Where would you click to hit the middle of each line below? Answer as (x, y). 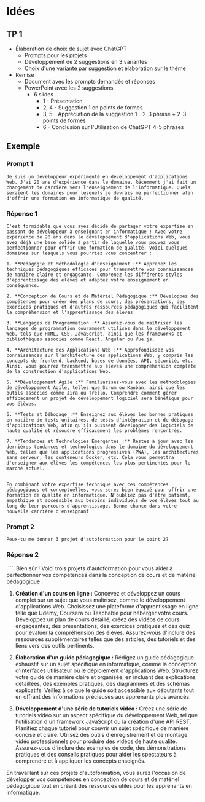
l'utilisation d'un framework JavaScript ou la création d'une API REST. (103, 721)
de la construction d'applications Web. (59, 371)
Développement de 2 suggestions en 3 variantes (86, 62)
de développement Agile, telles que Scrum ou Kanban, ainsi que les (96, 387)
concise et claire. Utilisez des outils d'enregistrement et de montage (101, 734)
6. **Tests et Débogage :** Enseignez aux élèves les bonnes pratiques (100, 414)
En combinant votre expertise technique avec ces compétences (87, 484)
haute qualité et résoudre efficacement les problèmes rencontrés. (95, 430)
